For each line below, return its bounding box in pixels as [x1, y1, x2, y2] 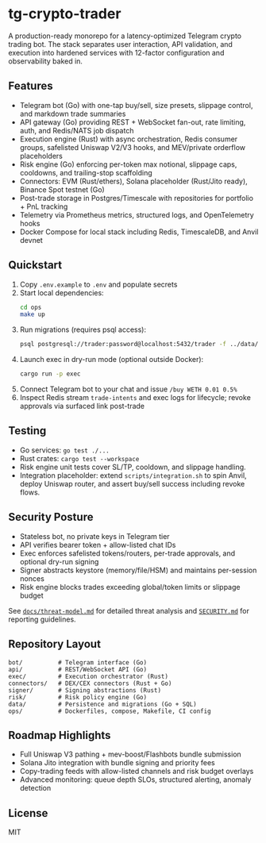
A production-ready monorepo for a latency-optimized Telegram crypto [8, 31, 242, 40]
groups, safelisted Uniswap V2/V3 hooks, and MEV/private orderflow [19, 142, 246, 152]
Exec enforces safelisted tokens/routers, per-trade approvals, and [19, 549, 236, 558]
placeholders [19, 151, 64, 160]
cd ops [19, 303, 42, 311]
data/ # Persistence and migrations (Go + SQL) [8, 700, 197, 708]
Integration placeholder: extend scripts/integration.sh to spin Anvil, [19, 470, 248, 480]
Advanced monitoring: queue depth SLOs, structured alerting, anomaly [19, 775, 252, 784]
